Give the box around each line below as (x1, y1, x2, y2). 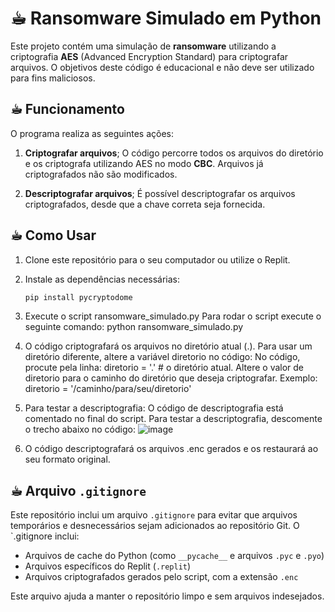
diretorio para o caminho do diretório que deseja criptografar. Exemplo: (24, 372, 318, 384)
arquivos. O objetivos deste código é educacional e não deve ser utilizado (10, 61, 315, 73)
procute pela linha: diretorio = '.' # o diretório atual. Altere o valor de (24, 362, 305, 374)
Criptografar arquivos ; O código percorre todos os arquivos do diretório (24, 147, 324, 159)
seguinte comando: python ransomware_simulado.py (24, 321, 244, 333)
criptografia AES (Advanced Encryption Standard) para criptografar (10, 50, 289, 62)
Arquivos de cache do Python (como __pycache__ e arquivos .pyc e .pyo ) (24, 550, 325, 562)
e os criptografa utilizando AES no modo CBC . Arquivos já (24, 157, 264, 169)
